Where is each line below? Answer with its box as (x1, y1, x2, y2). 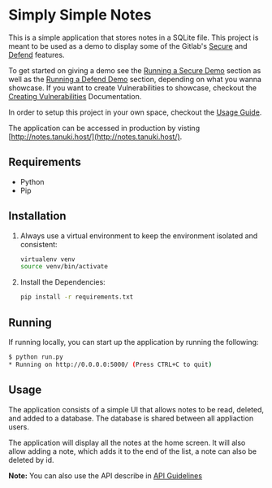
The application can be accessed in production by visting (8, 123, 201, 133)
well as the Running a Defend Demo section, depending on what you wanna (8, 74, 262, 84)
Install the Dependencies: (19, 277, 106, 287)
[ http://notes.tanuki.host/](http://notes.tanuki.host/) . (8, 132, 183, 142)
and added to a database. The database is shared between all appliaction (8, 413, 254, 423)
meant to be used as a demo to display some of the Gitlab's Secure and (8, 41, 248, 50)
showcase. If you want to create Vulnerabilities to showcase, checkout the (8, 83, 257, 93)
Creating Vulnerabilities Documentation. (8, 91, 142, 101)
